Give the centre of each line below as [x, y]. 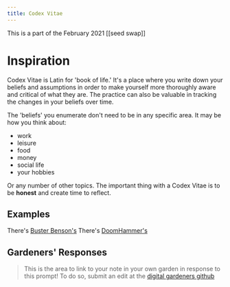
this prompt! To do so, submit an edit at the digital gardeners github [119, 276]
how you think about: [37, 122]
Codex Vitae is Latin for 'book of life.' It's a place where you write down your [115, 80]
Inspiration [38, 61]
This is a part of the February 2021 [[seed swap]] [77, 33]
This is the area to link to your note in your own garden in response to [122, 269]
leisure [26, 143]
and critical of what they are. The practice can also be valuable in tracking [112, 94]
